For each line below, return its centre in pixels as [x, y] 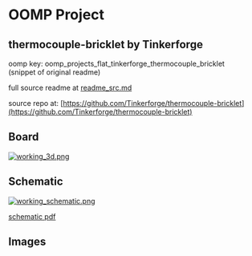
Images [27, 242]
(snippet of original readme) [55, 72]
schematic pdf [32, 216]
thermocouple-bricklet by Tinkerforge [106, 45]
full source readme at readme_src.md [70, 87]
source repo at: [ [36, 103]
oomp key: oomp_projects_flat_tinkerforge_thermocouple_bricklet [116, 63]
